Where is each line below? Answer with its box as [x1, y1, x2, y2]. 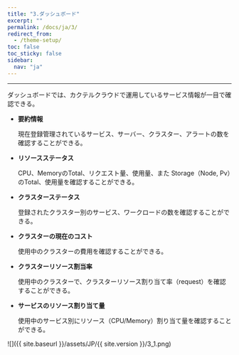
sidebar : [7, 57, 33, 64]
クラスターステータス [17, 193, 80, 201]
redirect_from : [7, 30, 53, 38]
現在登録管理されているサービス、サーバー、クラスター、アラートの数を [17, 129, 230, 138]
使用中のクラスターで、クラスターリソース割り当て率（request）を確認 [17, 277, 226, 285]
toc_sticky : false [7, 51, 62, 58]
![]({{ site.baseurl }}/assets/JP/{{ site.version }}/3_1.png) [7, 339, 172, 348]
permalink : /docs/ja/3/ [7, 23, 78, 31]
